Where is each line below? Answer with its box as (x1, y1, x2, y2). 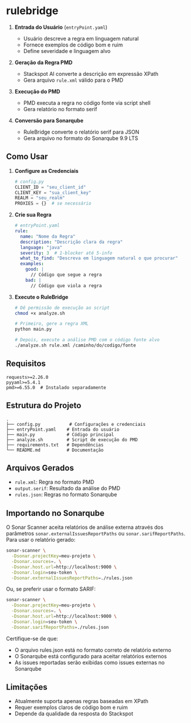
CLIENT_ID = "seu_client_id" (14, 184, 86, 190)
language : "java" (20, 244, 63, 251)
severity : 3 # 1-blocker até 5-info (20, 250, 113, 256)
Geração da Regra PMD (14, 59, 73, 66)
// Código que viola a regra (30, 282, 102, 289)
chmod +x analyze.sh (14, 310, 65, 316)
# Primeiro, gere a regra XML (14, 321, 89, 327)
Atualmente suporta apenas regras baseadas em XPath (14, 698, 149, 705)
